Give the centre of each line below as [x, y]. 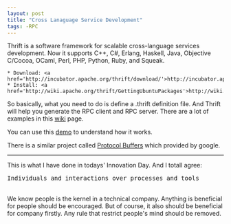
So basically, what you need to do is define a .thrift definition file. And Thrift [114, 104]
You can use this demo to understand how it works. [80, 132]
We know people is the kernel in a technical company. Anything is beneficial [115, 199]
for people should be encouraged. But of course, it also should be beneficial [115, 206]
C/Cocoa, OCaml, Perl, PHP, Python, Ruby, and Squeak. [86, 61]
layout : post [26, 13]
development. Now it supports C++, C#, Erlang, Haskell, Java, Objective [109, 53]
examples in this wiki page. [45, 119]
